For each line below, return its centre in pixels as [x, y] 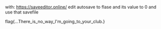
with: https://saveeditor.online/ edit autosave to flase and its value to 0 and [81, 7]
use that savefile [22, 12]
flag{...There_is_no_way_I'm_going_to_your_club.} [55, 22]
